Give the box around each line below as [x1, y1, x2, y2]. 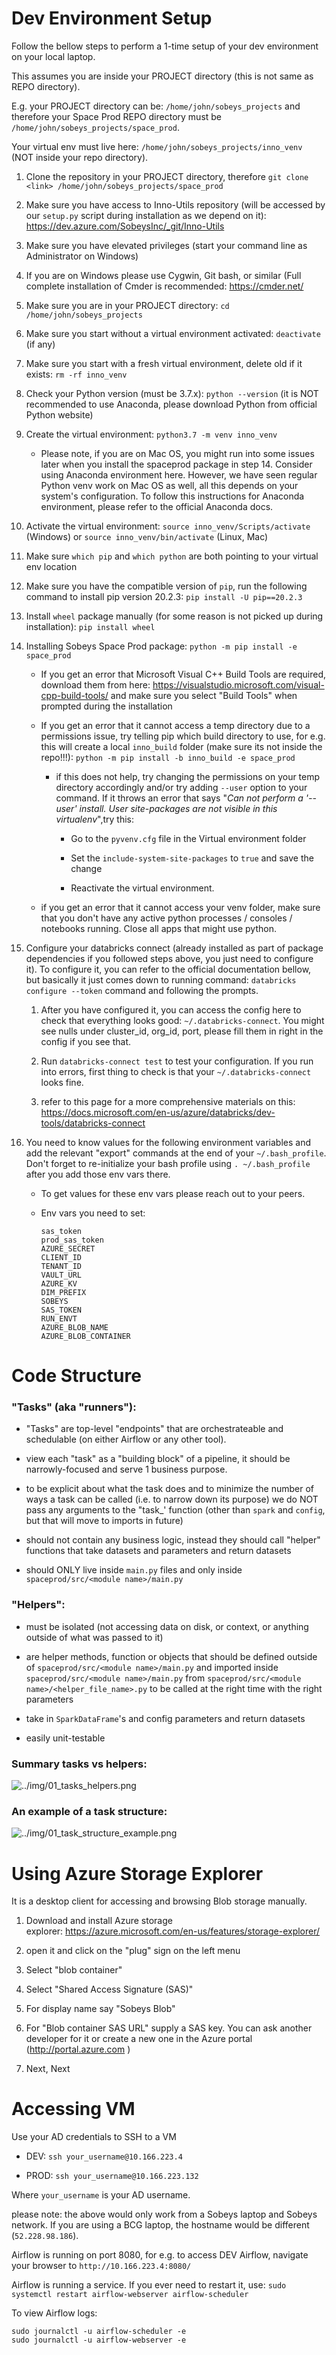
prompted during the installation [40, 700, 173, 712]
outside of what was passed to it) [25, 1631, 164, 1643]
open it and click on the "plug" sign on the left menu [25, 1945, 241, 1957]
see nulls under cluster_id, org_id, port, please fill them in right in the [40, 1025, 324, 1037]
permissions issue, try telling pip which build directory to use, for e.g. [40, 730, 326, 742]
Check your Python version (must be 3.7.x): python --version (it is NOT [25, 387, 319, 399]
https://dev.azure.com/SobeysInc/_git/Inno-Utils [25, 220, 225, 232]
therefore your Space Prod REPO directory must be [11, 110, 223, 122]
